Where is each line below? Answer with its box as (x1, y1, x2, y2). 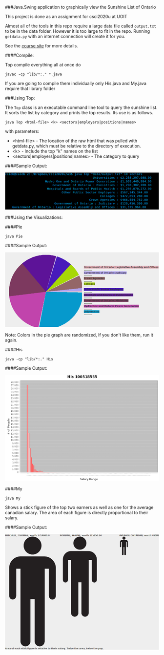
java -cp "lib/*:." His (5, 357, 54, 362)
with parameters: (5, 128, 40, 134)
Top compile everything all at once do (5, 62, 81, 67)
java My (5, 496, 21, 501)
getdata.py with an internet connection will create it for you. (5, 34, 125, 39)
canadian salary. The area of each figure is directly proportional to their (5, 510, 148, 516)
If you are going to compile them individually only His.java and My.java (5, 81, 146, 86)
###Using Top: (5, 95, 35, 101)
